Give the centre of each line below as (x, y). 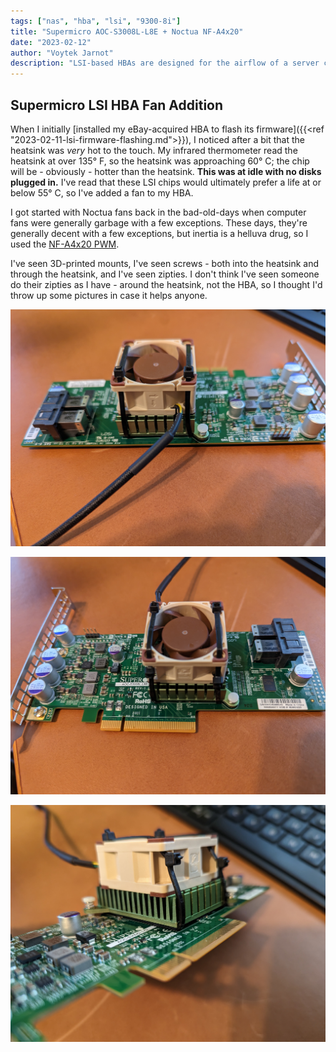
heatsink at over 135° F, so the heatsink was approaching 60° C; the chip (160, 161)
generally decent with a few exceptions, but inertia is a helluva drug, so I (159, 233)
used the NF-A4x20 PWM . (65, 244)
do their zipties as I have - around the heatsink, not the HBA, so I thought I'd (166, 284)
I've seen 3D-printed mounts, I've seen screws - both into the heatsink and (165, 263)
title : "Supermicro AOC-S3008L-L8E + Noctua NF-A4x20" (127, 31)
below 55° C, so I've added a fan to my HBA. (102, 192)
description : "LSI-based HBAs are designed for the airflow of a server (165, 63)
